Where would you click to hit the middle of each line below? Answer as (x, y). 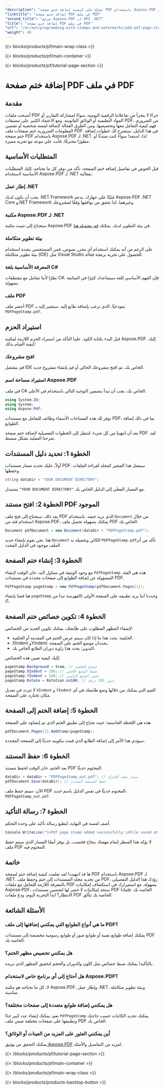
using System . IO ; (23, 400)
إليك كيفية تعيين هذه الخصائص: (33, 658)
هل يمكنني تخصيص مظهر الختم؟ (39, 953)
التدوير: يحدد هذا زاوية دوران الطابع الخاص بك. (53, 648)
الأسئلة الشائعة (25, 910)
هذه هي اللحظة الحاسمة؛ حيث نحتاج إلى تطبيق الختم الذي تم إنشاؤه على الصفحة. (79, 722)
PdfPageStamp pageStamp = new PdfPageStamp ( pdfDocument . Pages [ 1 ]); (75, 586)
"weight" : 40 (18, 32)
